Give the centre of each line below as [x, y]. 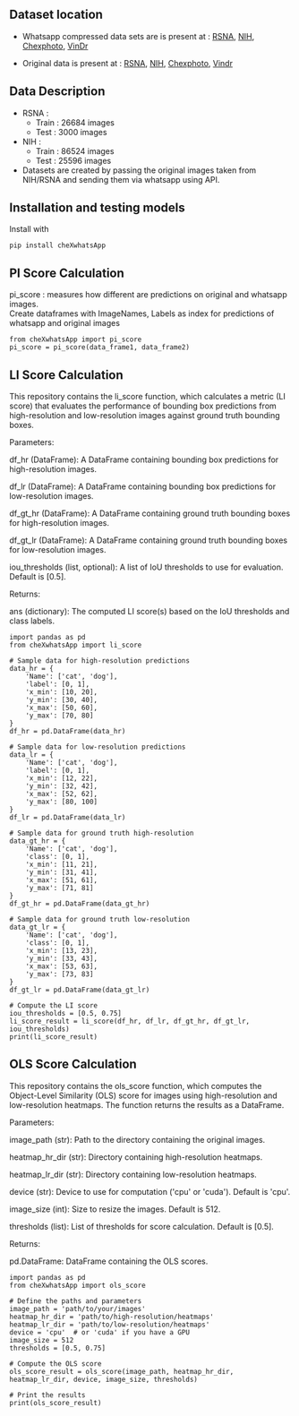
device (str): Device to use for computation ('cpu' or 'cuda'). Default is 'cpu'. [150, 1191]
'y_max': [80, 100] [62, 802]
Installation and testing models [97, 208]
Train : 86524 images [75, 150]
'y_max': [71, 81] [60, 888]
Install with [29, 229]
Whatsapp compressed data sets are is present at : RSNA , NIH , [138, 36]
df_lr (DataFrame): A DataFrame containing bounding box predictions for [143, 486]
